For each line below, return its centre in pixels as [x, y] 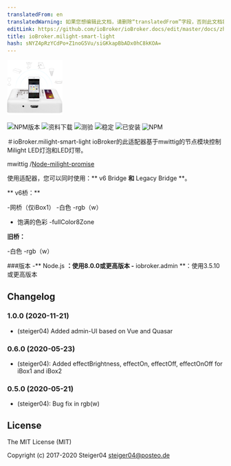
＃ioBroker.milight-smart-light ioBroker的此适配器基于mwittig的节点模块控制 [114, 142]
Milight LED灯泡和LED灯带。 [47, 151]
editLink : [21, 29]
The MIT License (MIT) [40, 442]
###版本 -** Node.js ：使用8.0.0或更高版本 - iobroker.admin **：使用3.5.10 [113, 266]
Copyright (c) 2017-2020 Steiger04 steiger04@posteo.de [89, 455]
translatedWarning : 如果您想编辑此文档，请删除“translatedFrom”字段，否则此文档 [115, 22]
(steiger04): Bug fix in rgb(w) [58, 404]
